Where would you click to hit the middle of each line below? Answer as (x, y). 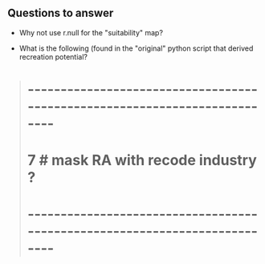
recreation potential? (53, 56)
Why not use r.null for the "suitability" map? (91, 32)
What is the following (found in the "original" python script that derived (136, 48)
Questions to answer (61, 13)
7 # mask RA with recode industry (142, 161)
